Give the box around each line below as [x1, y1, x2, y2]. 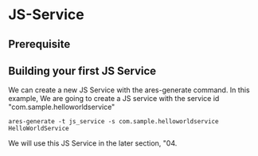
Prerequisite [8, 37, 71, 51]
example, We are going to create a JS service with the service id [8, 94, 220, 103]
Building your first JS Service [8, 64, 157, 77]
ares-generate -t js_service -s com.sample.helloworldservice [8, 118, 219, 126]
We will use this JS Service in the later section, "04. [8, 138, 178, 148]
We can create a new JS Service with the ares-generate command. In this [8, 85, 250, 95]
